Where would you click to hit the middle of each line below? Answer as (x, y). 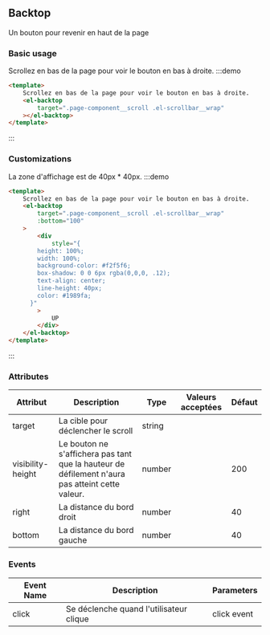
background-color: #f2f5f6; (84, 266)
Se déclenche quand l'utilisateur (126, 609)
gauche (73, 540)
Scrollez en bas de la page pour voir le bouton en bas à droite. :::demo (125, 71)
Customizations (40, 159)
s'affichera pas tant (96, 454)
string (153, 426)
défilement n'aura (92, 474)
